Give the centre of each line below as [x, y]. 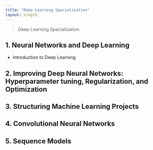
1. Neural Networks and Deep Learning [67, 45]
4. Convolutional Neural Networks [60, 124]
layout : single [21, 15]
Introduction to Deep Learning [44, 57]
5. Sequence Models [38, 141]
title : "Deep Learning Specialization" [48, 10]
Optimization [26, 89]
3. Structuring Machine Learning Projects [72, 107]
